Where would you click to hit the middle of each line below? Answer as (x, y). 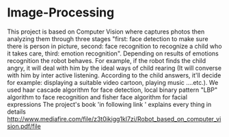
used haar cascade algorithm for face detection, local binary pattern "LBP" (112, 90)
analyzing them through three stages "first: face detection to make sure (108, 38)
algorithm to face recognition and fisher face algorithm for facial (97, 97)
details (16, 112)
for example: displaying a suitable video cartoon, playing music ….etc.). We (113, 82)
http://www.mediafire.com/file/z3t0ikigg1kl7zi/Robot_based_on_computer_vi (114, 119)
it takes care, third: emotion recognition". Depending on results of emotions (113, 53)
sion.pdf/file (24, 126)
